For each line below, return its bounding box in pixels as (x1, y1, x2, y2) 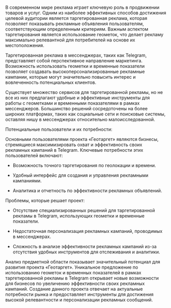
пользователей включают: (5, 153, 63, 158)
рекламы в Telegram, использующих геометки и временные (12, 213, 144, 219)
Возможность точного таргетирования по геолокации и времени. (12, 162, 157, 168)
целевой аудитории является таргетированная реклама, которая (5, 15, 148, 21)
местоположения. (5, 42, 44, 48)
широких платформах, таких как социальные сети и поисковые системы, (5, 111, 166, 117)
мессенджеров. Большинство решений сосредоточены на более (5, 106, 148, 111)
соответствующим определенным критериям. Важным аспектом (5, 26, 149, 32)
